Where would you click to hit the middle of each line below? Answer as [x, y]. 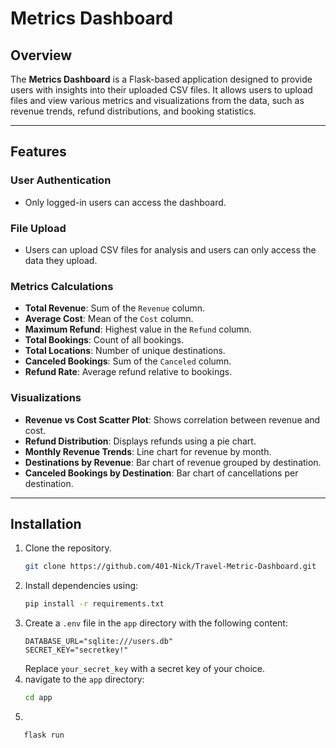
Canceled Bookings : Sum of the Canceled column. [128, 361]
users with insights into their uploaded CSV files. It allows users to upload [161, 90]
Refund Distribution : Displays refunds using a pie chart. [140, 441]
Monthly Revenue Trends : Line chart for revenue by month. [148, 451]
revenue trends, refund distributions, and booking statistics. [133, 111]
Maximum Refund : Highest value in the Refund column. [138, 329]
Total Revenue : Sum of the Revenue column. [115, 308]
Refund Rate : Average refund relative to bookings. [128, 372]
